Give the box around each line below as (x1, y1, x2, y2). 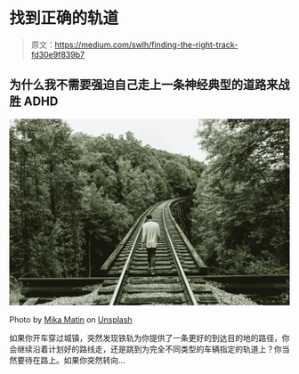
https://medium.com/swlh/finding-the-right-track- (54, 39, 238, 50)
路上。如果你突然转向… (39, 355, 126, 366)
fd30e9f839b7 (30, 49, 85, 60)
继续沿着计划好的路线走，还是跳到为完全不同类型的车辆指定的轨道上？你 (16, 344, 282, 354)
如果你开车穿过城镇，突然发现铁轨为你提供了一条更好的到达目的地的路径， (9, 333, 282, 344)
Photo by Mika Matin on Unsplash (9, 314, 133, 325)
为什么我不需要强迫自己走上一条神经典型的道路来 (9, 77, 279, 93)
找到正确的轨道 (9, 8, 119, 28)
